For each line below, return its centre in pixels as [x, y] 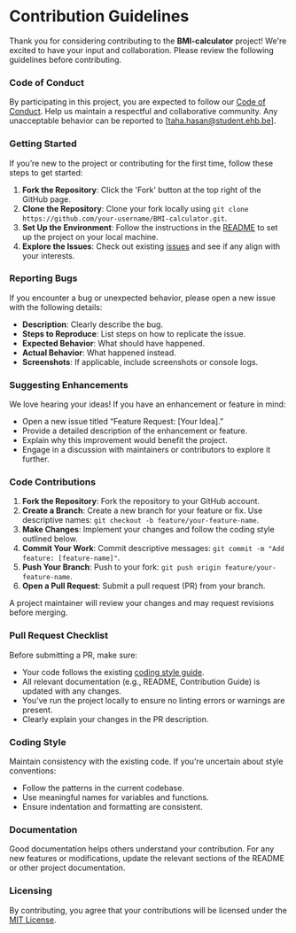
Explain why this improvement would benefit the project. [125, 440]
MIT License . [33, 920]
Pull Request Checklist [59, 635]
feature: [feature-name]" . [71, 558]
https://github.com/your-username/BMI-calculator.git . [125, 218]
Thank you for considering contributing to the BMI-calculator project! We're [148, 41]
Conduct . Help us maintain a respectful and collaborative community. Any [144, 112]
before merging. [39, 612]
